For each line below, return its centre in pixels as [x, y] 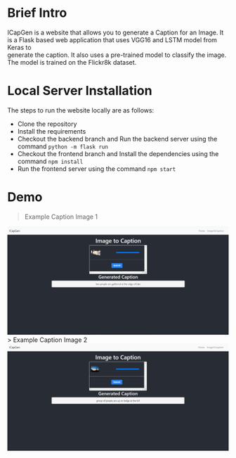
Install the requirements [52, 131]
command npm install [50, 161]
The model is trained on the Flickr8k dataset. [72, 62]
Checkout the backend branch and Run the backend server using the [117, 139]
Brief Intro [37, 13]
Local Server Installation [80, 91]
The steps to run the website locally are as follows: [81, 110]
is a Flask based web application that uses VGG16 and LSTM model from [112, 39]
